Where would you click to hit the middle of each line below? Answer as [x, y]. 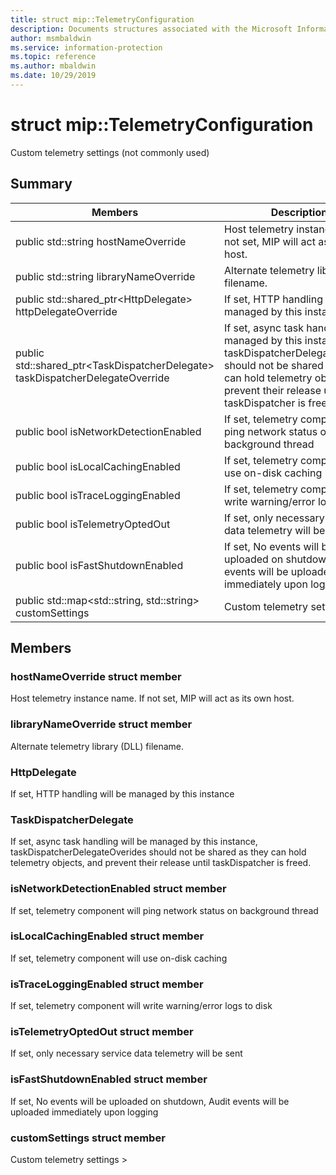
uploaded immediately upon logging [84, 1112]
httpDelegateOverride [66, 311]
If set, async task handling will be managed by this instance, [134, 842]
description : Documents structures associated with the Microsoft [151, 29]
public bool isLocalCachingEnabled [98, 466]
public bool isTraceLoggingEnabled [98, 495]
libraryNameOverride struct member [101, 724]
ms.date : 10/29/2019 [53, 76]
